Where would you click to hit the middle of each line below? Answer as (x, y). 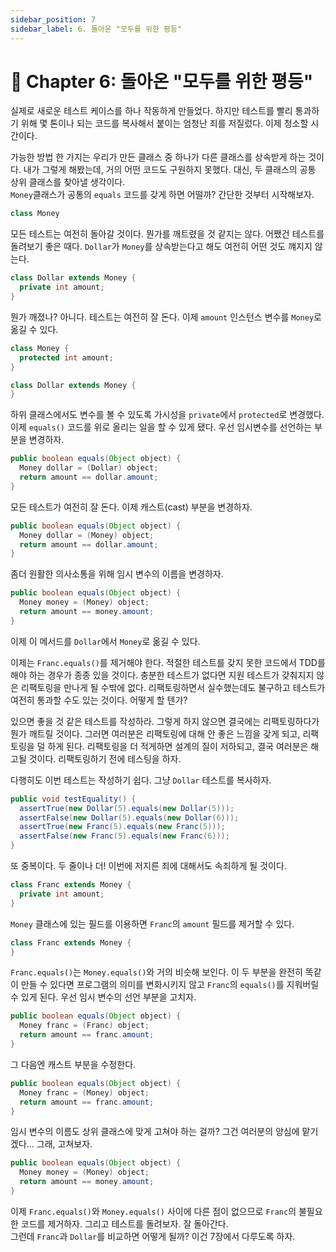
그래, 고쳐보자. (64, 1144)
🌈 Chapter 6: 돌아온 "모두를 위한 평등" (162, 81)
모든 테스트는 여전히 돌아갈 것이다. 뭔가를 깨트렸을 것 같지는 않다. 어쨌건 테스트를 (167, 234)
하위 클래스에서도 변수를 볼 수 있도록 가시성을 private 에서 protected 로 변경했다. (167, 415)
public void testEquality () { (73, 799)
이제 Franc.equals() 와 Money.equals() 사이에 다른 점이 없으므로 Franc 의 (153, 1211)
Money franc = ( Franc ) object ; (84, 1026)
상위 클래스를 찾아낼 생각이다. (68, 182)
